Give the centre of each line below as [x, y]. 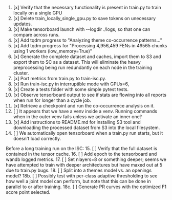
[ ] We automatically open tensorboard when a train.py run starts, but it [88, 133]
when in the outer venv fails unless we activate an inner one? [78, 117]
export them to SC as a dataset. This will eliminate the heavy [77, 62]
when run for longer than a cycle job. [52, 100]
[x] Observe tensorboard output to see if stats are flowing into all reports [90, 95]
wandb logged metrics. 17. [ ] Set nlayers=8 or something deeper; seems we [86, 159]
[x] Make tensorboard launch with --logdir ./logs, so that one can [82, 29]
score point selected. [28, 192]
